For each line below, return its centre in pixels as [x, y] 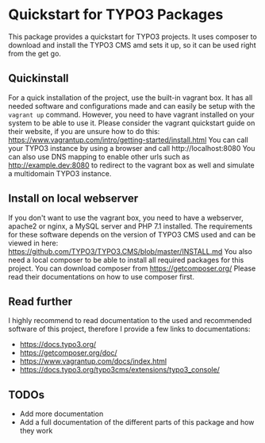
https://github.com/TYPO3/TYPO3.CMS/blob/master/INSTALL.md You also [130, 251]
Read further [40, 301]
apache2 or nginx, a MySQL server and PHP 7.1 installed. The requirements [131, 226]
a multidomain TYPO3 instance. [60, 173]
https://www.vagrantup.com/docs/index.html [93, 361]
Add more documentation [61, 414]
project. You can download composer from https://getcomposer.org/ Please [132, 268]
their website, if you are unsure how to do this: [84, 131]
